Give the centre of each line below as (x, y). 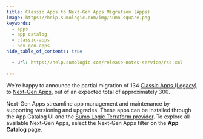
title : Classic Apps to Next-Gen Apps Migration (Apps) (78, 12)
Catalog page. (24, 129)
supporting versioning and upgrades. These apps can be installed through (99, 110)
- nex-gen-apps (31, 46)
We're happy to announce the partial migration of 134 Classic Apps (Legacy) (101, 85)
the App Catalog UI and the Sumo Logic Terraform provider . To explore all (98, 117)
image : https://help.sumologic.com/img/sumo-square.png (78, 18)
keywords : (19, 23)
